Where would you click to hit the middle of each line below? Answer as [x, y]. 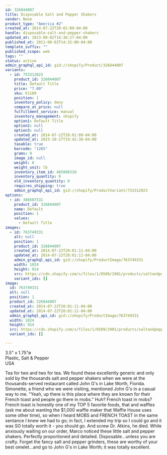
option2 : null [29, 126]
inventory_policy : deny [39, 103]
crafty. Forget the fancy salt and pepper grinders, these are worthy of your [82, 442]
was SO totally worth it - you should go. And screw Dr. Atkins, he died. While [83, 426]
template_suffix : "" [27, 47]
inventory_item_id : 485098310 [45, 172]
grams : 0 [23, 153]
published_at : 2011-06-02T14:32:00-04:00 [49, 42]
